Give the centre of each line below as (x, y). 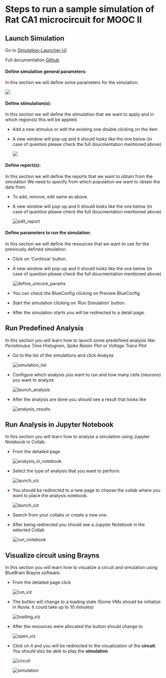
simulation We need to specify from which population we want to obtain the (83, 181)
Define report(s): (23, 165)
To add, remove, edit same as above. (50, 196)
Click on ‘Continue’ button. (40, 259)
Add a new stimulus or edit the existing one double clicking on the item (85, 129)
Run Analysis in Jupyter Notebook (59, 425)
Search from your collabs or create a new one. (60, 515)
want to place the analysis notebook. (50, 496)
